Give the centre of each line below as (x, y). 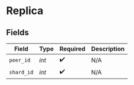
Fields (18, 33)
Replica (25, 11)
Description (108, 49)
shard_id (21, 72)
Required (72, 49)
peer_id (20, 60)
